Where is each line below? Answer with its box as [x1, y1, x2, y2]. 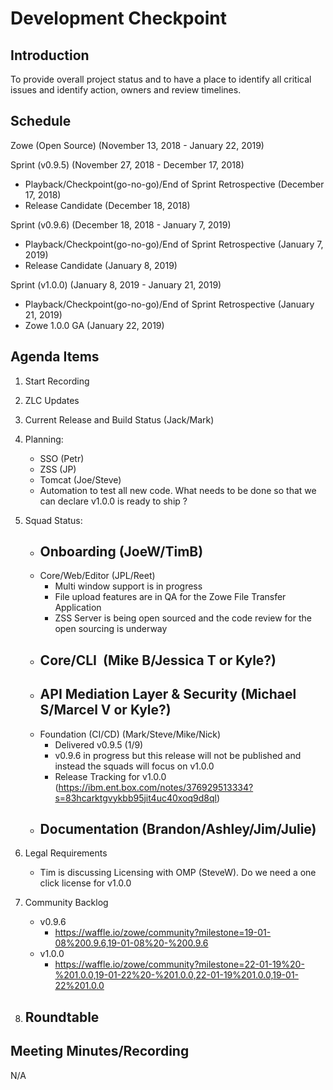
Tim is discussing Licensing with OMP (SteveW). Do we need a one [39, 867, 317, 879]
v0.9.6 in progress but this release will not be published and [54, 749, 302, 761]
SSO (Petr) [39, 452, 85, 464]
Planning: [24, 433, 64, 445]
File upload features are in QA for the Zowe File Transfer [54, 591, 287, 603]
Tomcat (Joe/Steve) [39, 473, 122, 486]
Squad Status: [24, 514, 83, 526]
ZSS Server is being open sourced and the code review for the [54, 612, 312, 624]
